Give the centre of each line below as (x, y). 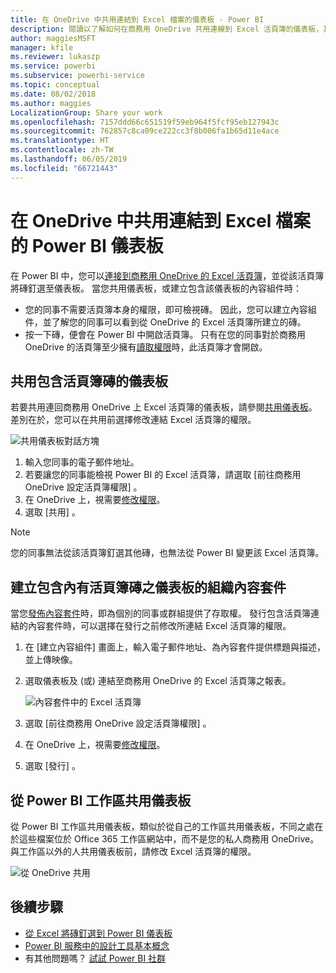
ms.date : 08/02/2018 (53, 94)
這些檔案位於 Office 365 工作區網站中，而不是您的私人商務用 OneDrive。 (169, 839)
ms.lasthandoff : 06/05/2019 (69, 159)
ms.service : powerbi (53, 66)
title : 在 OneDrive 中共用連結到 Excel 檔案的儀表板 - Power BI (137, 19)
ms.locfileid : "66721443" (64, 168)
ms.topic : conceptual (55, 85)
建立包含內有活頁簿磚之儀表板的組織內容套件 (148, 587)
